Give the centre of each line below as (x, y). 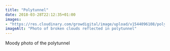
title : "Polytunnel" (27, 10)
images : (13, 19)
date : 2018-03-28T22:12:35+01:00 (40, 15)
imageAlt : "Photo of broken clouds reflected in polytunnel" (71, 29)
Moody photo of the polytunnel (37, 43)
